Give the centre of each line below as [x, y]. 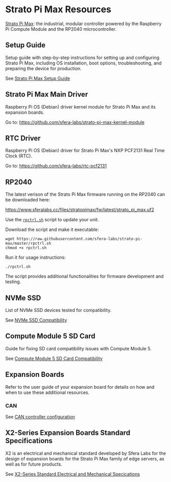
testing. [13, 282]
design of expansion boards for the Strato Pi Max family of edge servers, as [85, 458]
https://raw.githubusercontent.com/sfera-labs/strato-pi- [80, 239]
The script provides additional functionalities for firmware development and [85, 276]
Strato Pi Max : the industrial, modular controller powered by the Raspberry [83, 24]
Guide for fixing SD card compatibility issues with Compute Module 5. [78, 348]
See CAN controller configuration [40, 416]
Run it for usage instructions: [36, 258]
